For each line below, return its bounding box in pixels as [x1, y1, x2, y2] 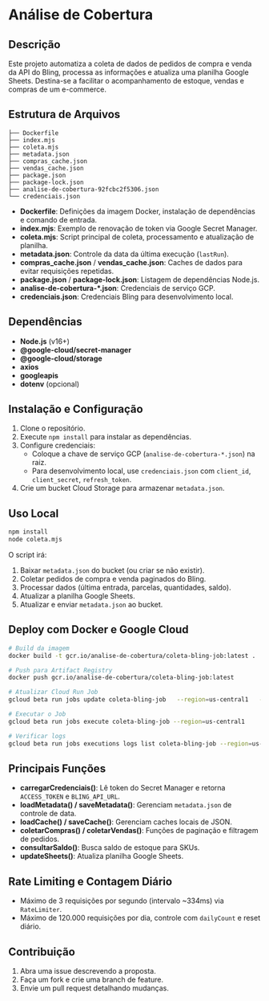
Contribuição [8, 945, 76, 958]
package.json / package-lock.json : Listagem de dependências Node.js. [19, 275, 260, 284]
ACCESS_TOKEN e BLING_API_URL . [19, 791, 120, 801]
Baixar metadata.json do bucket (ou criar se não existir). [19, 566, 205, 575]
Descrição [8, 38, 61, 51]
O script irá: [8, 550, 47, 559]
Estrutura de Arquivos [8, 108, 121, 121]
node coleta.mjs [8, 536, 62, 544]
